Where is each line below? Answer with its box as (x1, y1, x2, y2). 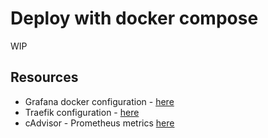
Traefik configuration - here (24, 106, 140, 118)
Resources (10, 69, 79, 86)
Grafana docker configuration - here (24, 95, 175, 107)
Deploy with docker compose (10, 7, 259, 30)
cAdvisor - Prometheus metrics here (24, 117, 175, 129)
